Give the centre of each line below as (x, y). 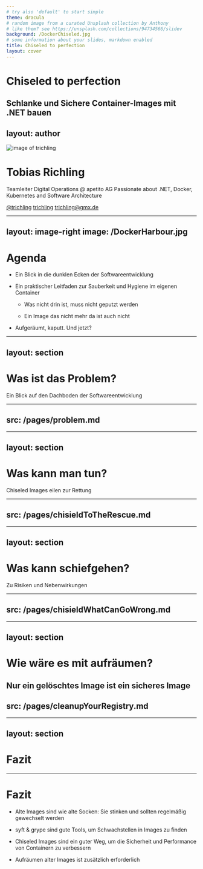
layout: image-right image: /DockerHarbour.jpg (97, 232)
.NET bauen (29, 113)
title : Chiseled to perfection (46, 46)
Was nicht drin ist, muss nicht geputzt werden (81, 304)
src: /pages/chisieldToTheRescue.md (79, 515)
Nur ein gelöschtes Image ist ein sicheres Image (98, 685)
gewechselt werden (40, 818)
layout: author (33, 133)
